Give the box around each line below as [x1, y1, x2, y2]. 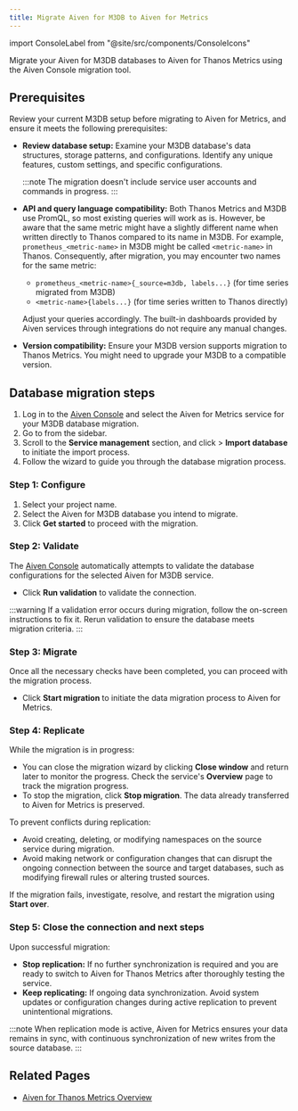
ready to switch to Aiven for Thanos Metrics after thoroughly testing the [21, 968, 286, 979]
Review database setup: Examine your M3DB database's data [21, 140, 252, 152]
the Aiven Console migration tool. [9, 64, 132, 75]
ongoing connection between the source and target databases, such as [21, 862, 285, 874]
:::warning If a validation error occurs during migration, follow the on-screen [9, 604, 288, 615]
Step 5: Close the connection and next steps [9, 921, 205, 934]
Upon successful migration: [9, 942, 111, 952]
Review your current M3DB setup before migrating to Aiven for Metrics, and [9, 113, 286, 125]
